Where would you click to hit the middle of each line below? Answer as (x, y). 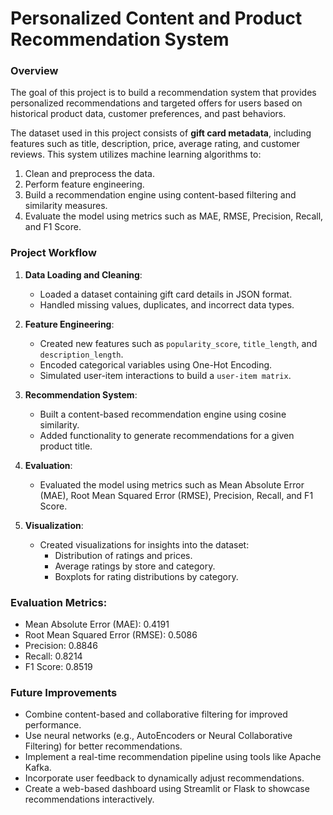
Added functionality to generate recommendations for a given (167, 435)
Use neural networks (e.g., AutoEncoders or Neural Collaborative (158, 736)
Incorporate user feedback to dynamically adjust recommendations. (164, 778)
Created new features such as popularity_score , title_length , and (178, 343)
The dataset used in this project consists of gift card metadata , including (161, 133)
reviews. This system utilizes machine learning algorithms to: (136, 154)
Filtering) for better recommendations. (103, 746)
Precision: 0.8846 (61, 646)
